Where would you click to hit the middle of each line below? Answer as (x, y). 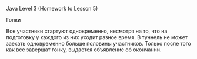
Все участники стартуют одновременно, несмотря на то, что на (87, 31)
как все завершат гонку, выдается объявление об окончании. (84, 50)
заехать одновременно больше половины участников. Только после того (98, 44)
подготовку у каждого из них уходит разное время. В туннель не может (97, 37)
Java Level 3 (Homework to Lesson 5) (52, 8)
